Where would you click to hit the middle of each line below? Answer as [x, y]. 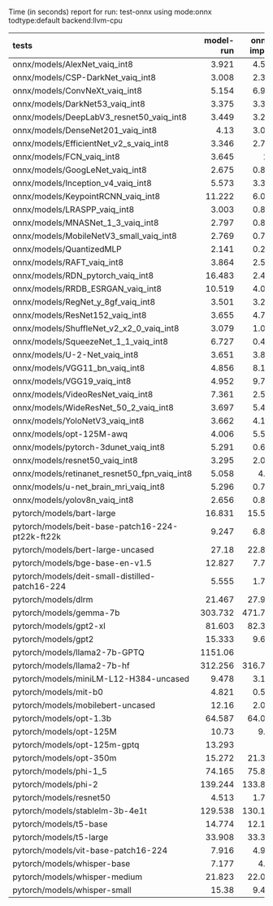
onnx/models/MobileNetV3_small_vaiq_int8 [95, 236]
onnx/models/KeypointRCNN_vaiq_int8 [87, 196]
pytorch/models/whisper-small [72, 890]
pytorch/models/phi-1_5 [60, 771]
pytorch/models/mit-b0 [58, 692]
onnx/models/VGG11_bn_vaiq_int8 [79, 368]
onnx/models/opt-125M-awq [70, 434]
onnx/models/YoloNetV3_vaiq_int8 [78, 420]
